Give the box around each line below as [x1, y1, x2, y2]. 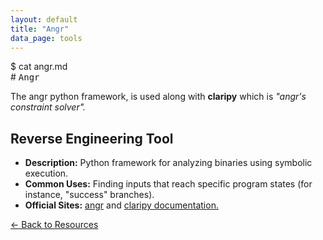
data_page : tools [10, 33, 83, 43]
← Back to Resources [10, 219, 99, 231]
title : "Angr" [10, 24, 70, 34]
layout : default [10, 14, 78, 25]
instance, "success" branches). [24, 189, 155, 201]
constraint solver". [10, 101, 87, 113]
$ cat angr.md [10, 61, 68, 73]
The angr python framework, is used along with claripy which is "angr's [10, 91, 307, 103]
